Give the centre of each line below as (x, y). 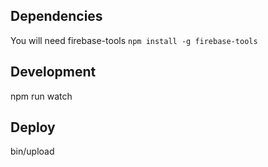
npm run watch (41, 96)
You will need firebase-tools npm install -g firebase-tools (134, 40)
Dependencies (56, 16)
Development (53, 72)
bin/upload (32, 151)
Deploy (33, 127)
